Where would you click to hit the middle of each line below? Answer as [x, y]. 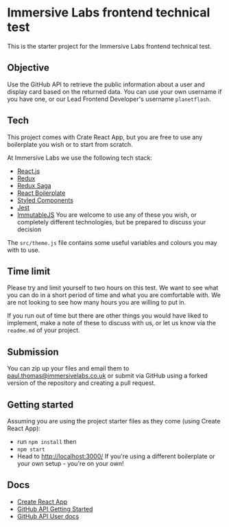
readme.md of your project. [44, 330]
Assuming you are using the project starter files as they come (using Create [114, 421]
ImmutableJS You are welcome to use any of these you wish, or [107, 215]
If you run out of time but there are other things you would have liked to [108, 316]
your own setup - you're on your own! [70, 464]
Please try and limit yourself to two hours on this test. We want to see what [113, 288]
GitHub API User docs [48, 516]
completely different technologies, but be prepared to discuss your [111, 222]
